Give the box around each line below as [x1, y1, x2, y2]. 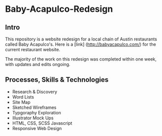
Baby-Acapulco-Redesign [5, 3, 113, 15]
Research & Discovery [12, 89, 58, 95]
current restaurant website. [5, 47, 61, 52]
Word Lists [12, 94, 34, 100]
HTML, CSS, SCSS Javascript [12, 120, 72, 126]
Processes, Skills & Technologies [5, 75, 109, 84]
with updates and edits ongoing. [5, 62, 70, 67]
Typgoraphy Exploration [12, 109, 62, 115]
